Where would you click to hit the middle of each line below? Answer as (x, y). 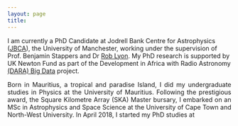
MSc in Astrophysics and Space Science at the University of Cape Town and (119, 107)
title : (17, 21)
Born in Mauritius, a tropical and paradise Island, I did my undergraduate (119, 84)
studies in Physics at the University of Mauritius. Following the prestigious (119, 92)
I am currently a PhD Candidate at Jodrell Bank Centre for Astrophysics (111, 40)
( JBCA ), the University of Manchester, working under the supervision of (113, 48)
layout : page (27, 14)
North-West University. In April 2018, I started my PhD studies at (101, 115)
